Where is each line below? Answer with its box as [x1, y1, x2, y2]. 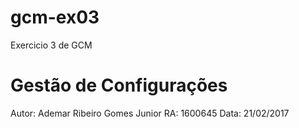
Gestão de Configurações [10, 74, 228, 97]
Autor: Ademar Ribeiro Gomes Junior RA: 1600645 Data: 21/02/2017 [10, 107, 290, 119]
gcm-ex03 [10, 6, 100, 29]
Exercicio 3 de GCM [10, 39, 93, 51]
